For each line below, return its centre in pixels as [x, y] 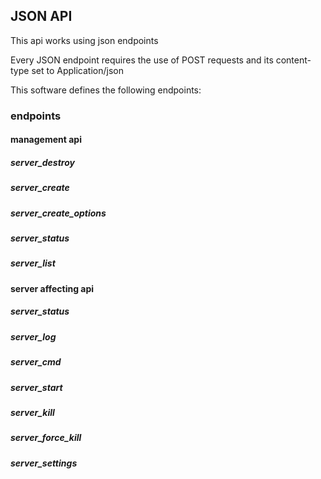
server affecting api [52, 288]
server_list [33, 263]
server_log [33, 336]
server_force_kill [46, 438]
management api [46, 140]
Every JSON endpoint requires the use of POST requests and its [142, 60]
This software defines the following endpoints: [106, 90]
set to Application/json [77, 70]
